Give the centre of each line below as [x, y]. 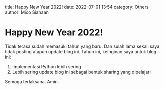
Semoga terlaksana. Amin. [32, 81]
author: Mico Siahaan [27, 12]
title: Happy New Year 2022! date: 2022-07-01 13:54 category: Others [77, 7]
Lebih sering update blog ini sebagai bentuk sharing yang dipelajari [81, 72]
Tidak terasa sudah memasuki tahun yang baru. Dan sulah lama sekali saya [82, 46]
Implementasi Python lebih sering [47, 66]
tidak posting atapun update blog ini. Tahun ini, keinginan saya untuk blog [81, 51]
